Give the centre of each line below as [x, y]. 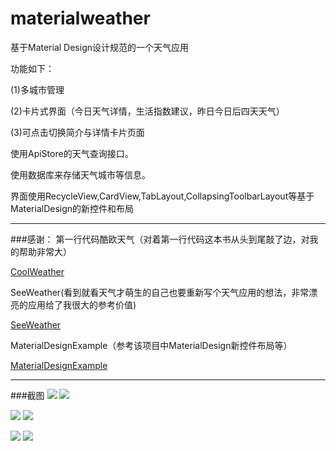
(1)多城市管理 [37, 89]
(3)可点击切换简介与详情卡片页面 [77, 132]
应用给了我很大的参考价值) [82, 304]
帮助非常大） [45, 251]
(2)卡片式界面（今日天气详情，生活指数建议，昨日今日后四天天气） [147, 111]
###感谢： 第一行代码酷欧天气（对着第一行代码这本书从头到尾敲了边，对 [160, 239]
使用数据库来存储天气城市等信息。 [80, 174]
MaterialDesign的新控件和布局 [72, 208]
